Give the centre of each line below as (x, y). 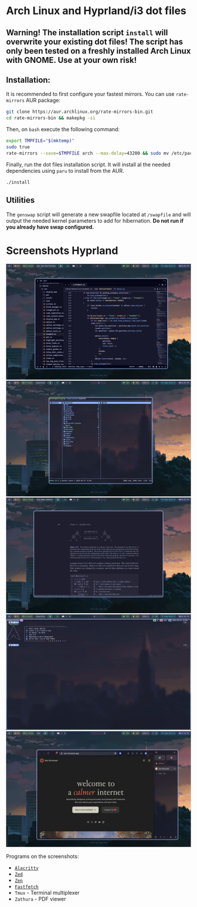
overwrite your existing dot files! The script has (95, 41)
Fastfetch (27, 887)
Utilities (21, 200)
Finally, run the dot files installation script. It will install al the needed (88, 164)
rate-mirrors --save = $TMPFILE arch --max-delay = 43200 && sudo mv (87, 153)
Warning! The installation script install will (87, 33)
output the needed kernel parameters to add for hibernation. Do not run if (95, 220)
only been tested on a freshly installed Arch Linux (98, 51)
